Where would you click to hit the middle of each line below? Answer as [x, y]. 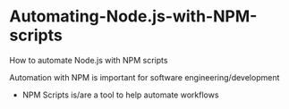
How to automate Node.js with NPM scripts [89, 60]
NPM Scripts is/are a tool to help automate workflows [120, 95]
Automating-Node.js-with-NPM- [133, 17]
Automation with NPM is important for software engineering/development [144, 77]
